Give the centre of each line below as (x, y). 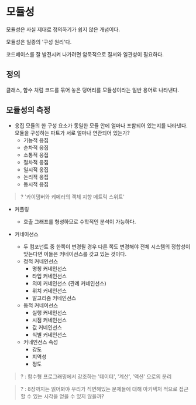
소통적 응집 (36, 155)
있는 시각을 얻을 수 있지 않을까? (68, 396)
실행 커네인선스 (49, 312)
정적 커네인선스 (41, 261)
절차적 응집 (36, 162)
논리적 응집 (36, 177)
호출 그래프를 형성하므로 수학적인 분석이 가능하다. (80, 221)
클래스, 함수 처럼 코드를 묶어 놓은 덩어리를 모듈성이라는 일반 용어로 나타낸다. (93, 90)
